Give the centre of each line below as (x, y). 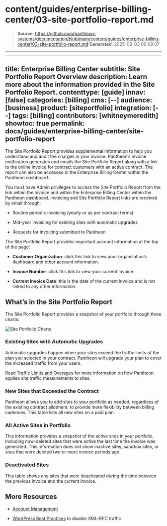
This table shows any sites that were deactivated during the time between (81, 476)
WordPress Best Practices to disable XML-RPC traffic (67, 518)
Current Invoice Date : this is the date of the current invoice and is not (83, 281)
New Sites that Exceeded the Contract (52, 391)
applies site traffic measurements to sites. (48, 378)
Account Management (35, 509)
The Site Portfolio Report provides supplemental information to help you (79, 151)
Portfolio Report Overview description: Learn (76, 77)
